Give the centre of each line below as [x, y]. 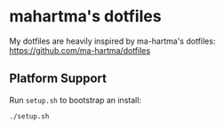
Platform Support [58, 79]
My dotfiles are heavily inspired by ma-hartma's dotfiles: [112, 41]
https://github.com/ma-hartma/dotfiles [80, 50]
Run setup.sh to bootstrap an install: [76, 100]
